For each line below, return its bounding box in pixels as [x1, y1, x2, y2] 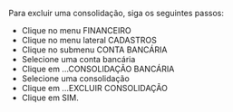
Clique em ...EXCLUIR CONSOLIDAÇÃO [21, 83, 169, 93]
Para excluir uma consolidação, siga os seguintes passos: [8, 8, 224, 18]
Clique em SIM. [21, 92, 79, 103]
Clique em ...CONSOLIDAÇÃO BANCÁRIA [21, 63, 175, 74]
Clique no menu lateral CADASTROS [21, 35, 158, 45]
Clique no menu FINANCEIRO [21, 25, 132, 35]
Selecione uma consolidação [21, 73, 131, 84]
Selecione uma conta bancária [21, 54, 136, 64]
